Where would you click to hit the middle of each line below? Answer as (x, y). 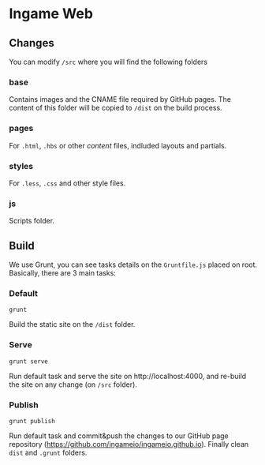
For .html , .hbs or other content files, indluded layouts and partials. (118, 145)
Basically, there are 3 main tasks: (63, 273)
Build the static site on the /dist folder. (72, 324)
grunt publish (32, 421)
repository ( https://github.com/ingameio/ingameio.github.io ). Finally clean (129, 444)
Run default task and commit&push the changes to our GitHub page (119, 436)
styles (21, 166)
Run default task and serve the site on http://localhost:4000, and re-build (128, 376)
